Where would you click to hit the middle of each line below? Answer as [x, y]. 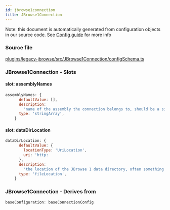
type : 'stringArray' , [41, 114]
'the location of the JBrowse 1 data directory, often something [94, 169]
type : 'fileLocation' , [42, 174]
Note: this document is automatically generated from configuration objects [83, 29]
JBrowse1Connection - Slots [41, 72]
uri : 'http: [36, 155]
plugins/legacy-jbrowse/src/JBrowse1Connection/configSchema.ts [75, 58]
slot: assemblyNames [29, 84]
